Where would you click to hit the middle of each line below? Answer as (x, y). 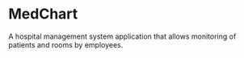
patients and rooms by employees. (66, 44)
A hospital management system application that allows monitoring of (122, 36)
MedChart (43, 14)
